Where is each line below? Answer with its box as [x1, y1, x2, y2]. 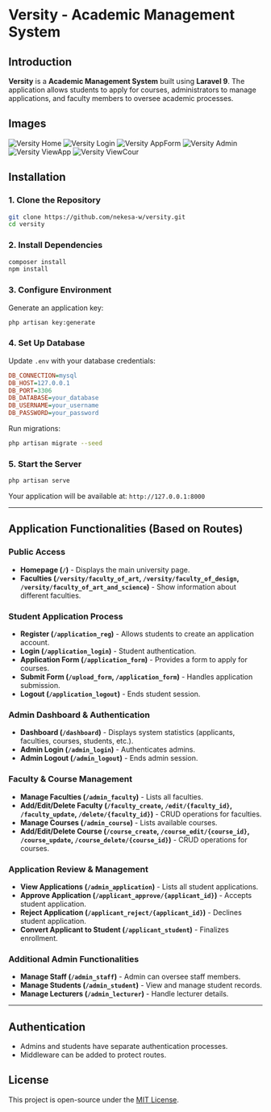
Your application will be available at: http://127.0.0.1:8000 [8, 491, 206, 501]
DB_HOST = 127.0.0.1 [8, 379, 70, 387]
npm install [8, 265, 48, 274]
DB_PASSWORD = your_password [8, 409, 99, 418]
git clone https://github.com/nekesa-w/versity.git [8, 212, 186, 221]
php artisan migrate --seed [8, 439, 103, 447]
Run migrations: [8, 424, 60, 434]
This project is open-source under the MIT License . [8, 1094, 180, 1104]
